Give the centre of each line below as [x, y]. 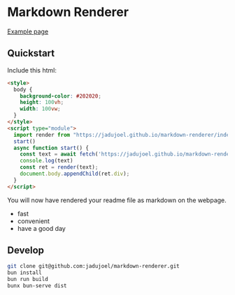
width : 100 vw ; [40, 109]
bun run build [28, 280]
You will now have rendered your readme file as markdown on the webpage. [117, 200]
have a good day [42, 228]
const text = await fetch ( [59, 154]
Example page [28, 31]
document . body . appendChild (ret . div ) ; [75, 174]
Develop [26, 251]
